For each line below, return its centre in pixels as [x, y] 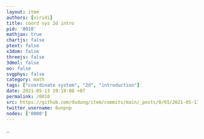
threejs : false [25, 57]
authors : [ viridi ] [29, 18]
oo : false [19, 68]
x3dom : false [23, 52]
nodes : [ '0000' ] [27, 114]
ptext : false [23, 46]
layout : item [23, 12]
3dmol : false [23, 63]
